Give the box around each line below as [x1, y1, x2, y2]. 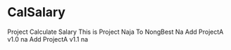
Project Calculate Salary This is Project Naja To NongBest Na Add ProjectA [7, 27, 224, 36]
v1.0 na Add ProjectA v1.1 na [7, 35, 89, 43]
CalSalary [7, 4, 65, 20]
